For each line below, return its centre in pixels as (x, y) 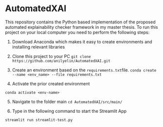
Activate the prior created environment (51, 84)
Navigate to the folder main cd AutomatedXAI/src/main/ (67, 101)
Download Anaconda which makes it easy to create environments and (82, 41)
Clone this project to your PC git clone (51, 56)
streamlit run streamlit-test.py (39, 120)
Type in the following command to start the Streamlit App (69, 111)
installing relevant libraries (38, 47)
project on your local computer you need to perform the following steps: (77, 32)
